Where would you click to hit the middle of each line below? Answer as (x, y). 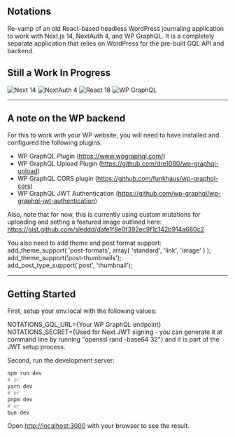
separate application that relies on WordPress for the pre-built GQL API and (116, 43)
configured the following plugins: (55, 142)
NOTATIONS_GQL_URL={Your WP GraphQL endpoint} (84, 325)
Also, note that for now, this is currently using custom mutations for (104, 215)
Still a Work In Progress (59, 73)
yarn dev (20, 386)
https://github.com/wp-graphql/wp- (170, 194)
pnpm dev (20, 399)
